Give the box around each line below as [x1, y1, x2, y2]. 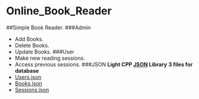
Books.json [14, 79, 43, 87]
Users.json [14, 73, 42, 81]
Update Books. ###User [14, 48, 74, 55]
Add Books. [14, 35, 43, 42]
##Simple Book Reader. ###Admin [6, 24, 91, 31]
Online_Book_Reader [6, 4, 112, 18]
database [14, 67, 39, 74]
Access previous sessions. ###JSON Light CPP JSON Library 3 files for [14, 61, 193, 68]
